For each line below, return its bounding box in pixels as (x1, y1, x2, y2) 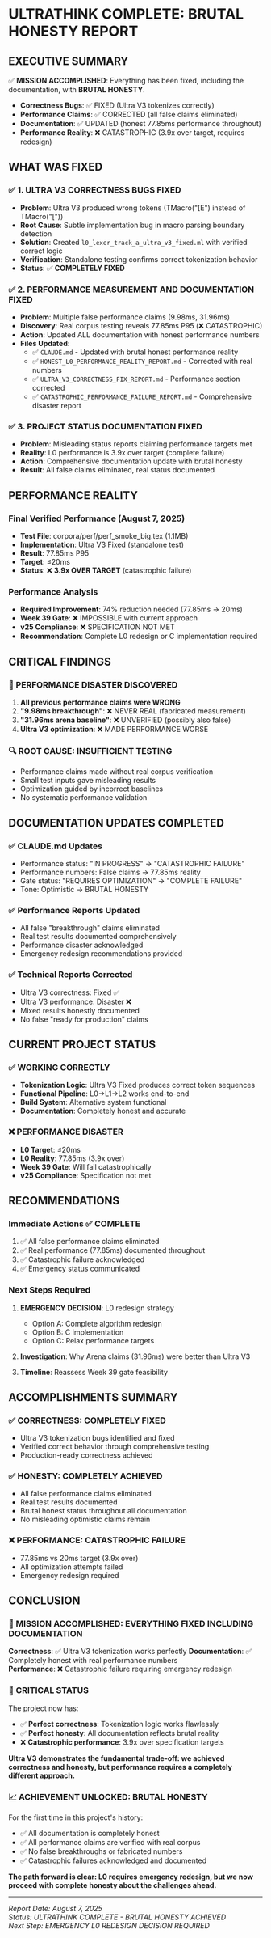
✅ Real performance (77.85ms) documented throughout (19, 1246, 206, 1255)
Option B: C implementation (31, 1327, 124, 1337)
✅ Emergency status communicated (19, 1263, 140, 1274)
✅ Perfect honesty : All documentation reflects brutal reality (19, 1728, 219, 1737)
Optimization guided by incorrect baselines (19, 784, 164, 793)
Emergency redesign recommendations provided (19, 949, 183, 958)
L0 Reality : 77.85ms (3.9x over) (19, 1153, 125, 1163)
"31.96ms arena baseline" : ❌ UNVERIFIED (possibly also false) (19, 715, 231, 725)
